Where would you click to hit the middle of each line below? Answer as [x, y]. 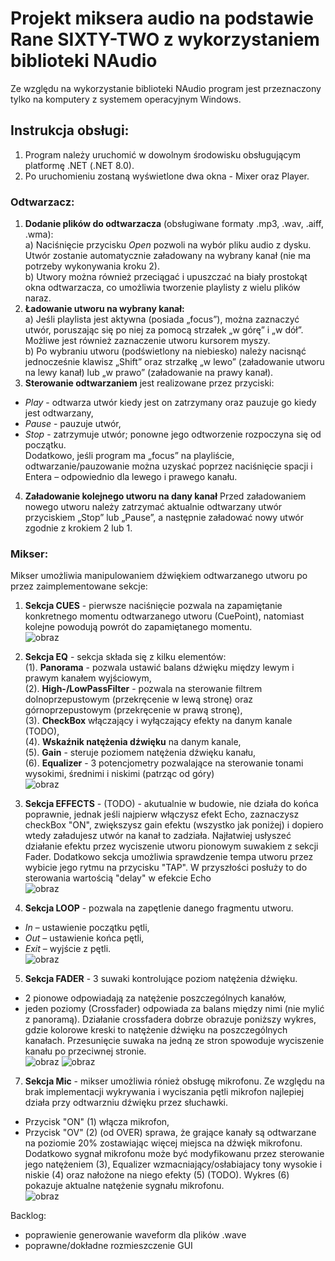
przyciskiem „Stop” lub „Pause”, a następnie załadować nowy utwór [164, 518]
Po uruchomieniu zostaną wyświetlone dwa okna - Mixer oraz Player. [167, 176]
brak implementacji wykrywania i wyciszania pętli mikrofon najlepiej [164, 1092]
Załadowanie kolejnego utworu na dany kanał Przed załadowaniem [165, 496]
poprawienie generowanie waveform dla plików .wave [135, 1235]
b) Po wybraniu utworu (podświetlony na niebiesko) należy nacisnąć [165, 351]
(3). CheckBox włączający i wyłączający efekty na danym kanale [158, 721]
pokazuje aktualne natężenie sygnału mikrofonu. [124, 1186]
